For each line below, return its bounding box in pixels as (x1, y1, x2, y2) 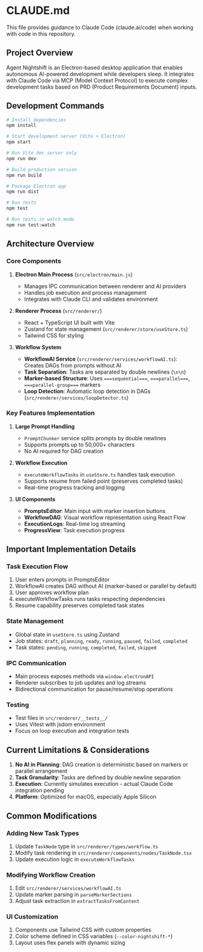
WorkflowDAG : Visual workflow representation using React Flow (24, 514, 186, 521)
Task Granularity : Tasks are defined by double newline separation (15, 774, 181, 781)
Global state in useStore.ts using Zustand (15, 631, 120, 638)
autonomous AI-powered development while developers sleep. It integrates (6, 70, 195, 78)
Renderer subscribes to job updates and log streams (15, 679, 147, 686)
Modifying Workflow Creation (6, 871, 96, 879)
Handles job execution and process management (24, 289, 147, 296)
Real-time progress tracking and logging (24, 483, 125, 491)
